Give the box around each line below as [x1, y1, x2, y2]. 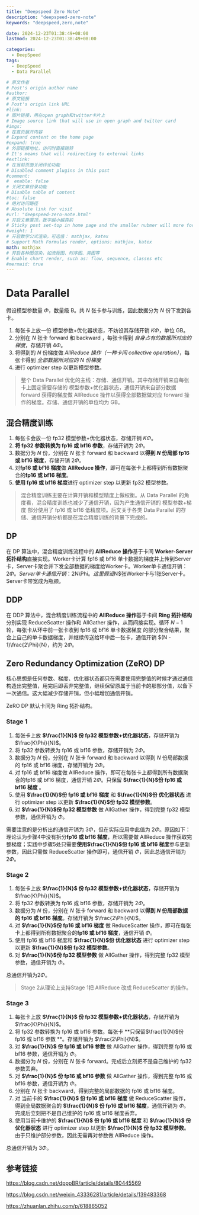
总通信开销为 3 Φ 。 [6, 1145, 52, 1152]
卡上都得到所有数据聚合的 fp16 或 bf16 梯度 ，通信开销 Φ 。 [14, 929, 156, 937]
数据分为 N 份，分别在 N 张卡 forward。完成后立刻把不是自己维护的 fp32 [14, 1058, 192, 1065]
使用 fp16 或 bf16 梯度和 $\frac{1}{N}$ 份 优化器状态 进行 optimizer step [14, 937, 190, 944]
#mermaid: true [6, 261, 44, 267]
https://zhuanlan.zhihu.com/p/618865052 [6, 1203, 108, 1210]
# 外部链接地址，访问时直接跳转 [6, 146, 73, 152]
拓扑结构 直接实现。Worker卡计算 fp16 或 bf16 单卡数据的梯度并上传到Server [6, 555, 191, 562]
